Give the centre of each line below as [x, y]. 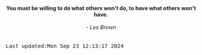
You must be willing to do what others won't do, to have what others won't [101, 8]
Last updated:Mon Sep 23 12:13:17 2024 [65, 46]
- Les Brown [101, 27]
